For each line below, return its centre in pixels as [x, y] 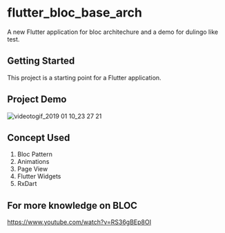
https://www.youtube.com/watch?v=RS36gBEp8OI [79, 222]
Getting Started [41, 61]
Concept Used [39, 137]
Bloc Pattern [35, 154]
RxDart [27, 184]
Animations [33, 162]
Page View [32, 169]
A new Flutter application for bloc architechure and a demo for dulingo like [113, 32]
